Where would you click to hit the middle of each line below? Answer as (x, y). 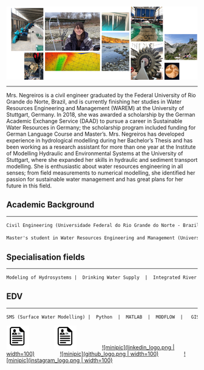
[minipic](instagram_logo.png (43, 360)
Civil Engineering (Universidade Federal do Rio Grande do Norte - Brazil (103, 225)
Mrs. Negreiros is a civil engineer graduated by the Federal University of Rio (101, 95)
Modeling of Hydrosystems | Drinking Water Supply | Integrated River (102, 277)
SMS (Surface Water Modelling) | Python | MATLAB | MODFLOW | (95, 317)
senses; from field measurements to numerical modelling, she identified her (101, 173)
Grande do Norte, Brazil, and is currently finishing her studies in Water (94, 102)
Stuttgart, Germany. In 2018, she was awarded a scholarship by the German (101, 114)
